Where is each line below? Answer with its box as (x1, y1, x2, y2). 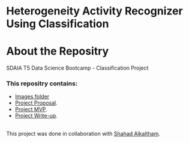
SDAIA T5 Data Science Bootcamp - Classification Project (6, 64, 149, 71)
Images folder (14, 93, 50, 100)
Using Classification (6, 17, 109, 31)
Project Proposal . (14, 99, 58, 106)
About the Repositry (6, 44, 109, 58)
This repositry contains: (6, 79, 78, 88)
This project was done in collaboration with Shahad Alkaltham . (6, 130, 161, 138)
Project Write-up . (14, 112, 58, 120)
